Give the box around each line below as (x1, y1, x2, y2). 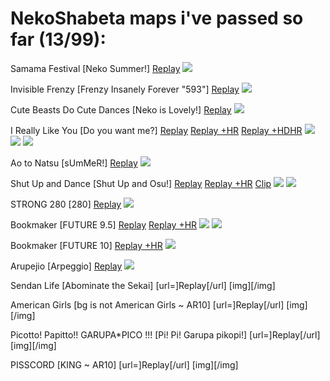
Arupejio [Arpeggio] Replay (10, 260, 123, 272)
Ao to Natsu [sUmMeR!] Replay (10, 157, 138, 169)
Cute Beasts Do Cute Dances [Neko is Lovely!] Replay (10, 103, 232, 116)
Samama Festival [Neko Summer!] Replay (10, 62, 181, 74)
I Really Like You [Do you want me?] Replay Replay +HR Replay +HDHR (10, 124, 303, 136)
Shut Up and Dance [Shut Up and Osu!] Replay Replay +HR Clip (10, 177, 272, 189)
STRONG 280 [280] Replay (10, 198, 122, 210)
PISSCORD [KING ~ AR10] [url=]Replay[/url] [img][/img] (10, 358, 239, 371)
